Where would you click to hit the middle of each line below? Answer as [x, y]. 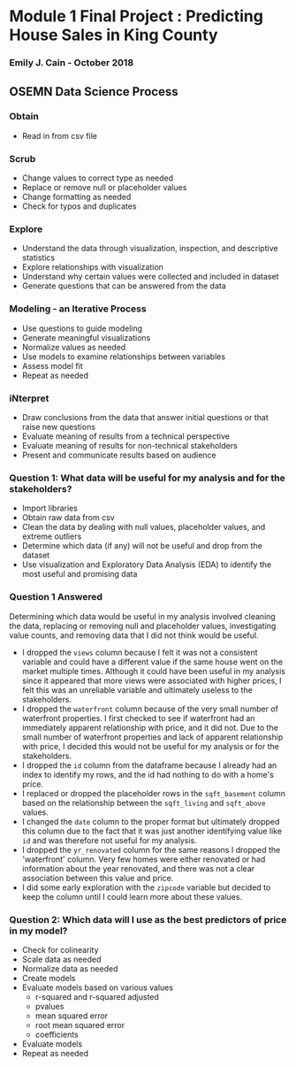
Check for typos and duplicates [79, 206]
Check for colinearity [60, 949]
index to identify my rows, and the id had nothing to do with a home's [148, 774]
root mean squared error [80, 1025]
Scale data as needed [61, 959]
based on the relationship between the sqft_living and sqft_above [144, 802]
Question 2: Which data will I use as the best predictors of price [148, 919]
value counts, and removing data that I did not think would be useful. [134, 635]
